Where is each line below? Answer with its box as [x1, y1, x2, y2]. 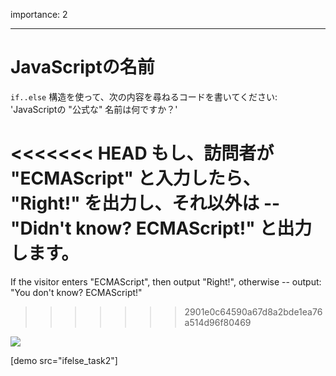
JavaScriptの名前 [10, 56, 155, 79]
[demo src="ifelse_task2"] [10, 354, 118, 366]
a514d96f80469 [184, 316, 252, 328]
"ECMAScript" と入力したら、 [10, 167, 261, 190]
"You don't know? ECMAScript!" [10, 286, 143, 298]
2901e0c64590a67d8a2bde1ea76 [184, 305, 323, 318]
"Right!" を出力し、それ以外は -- [10, 192, 281, 215]
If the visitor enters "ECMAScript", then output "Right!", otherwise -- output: [10, 275, 322, 288]
